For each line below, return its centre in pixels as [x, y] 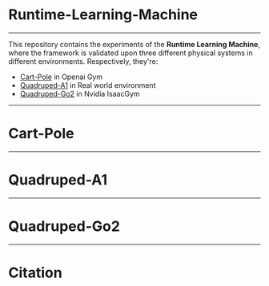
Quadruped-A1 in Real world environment [88, 85]
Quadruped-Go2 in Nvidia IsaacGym [80, 93]
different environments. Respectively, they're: [83, 61]
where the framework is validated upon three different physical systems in [131, 53]
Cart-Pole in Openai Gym [61, 77]
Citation [35, 272]
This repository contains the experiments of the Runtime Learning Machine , [134, 44]
